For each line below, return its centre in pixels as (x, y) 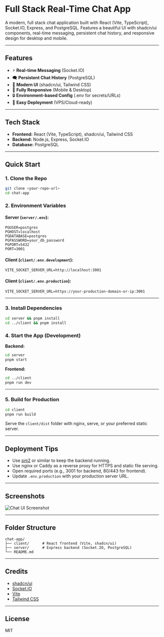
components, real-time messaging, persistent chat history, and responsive (80, 33)
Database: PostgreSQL (35, 144)
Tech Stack (22, 123)
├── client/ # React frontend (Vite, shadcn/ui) (61, 543)
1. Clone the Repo (26, 178)
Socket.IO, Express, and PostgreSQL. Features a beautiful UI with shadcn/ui (81, 27)
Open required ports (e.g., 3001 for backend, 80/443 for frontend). (79, 471)
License (17, 619)
